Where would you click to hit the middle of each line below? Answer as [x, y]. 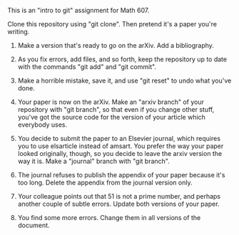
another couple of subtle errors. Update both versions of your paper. [118, 204]
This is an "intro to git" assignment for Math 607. [78, 10]
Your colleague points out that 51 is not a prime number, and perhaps [119, 196]
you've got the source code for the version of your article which [111, 117]
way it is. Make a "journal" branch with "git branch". [93, 161]
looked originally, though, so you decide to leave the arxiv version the [120, 153]
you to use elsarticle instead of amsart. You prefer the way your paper [121, 146]
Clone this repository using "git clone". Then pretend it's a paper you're [112, 24]
